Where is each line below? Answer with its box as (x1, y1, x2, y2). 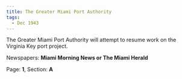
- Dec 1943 (11, 20, 39, 26)
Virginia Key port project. (6, 42, 68, 50)
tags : (6, 14, 20, 20)
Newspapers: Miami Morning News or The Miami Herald (6, 54, 149, 62)
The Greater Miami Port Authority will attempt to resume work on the (6, 37, 177, 44)
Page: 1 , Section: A (6, 66, 53, 73)
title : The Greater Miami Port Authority (6, 8, 112, 15)
